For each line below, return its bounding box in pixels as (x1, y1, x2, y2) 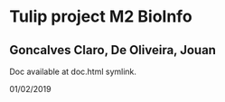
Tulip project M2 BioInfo (9, 6, 192, 27)
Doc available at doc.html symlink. (9, 66, 137, 77)
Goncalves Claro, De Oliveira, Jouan (9, 42, 217, 58)
